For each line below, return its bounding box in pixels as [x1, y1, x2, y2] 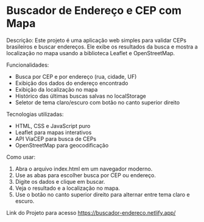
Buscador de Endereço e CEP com [6, 4, 181, 18]
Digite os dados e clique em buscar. [15, 178, 105, 185]
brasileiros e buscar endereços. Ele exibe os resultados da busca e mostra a [6, 43, 198, 50]
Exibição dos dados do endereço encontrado [15, 79, 128, 87]
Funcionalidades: [6, 61, 49, 69]
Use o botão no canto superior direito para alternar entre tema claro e [15, 190, 190, 198]
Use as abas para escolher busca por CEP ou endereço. [15, 171, 157, 179]
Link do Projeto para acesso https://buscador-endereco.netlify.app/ [6, 209, 176, 216]
